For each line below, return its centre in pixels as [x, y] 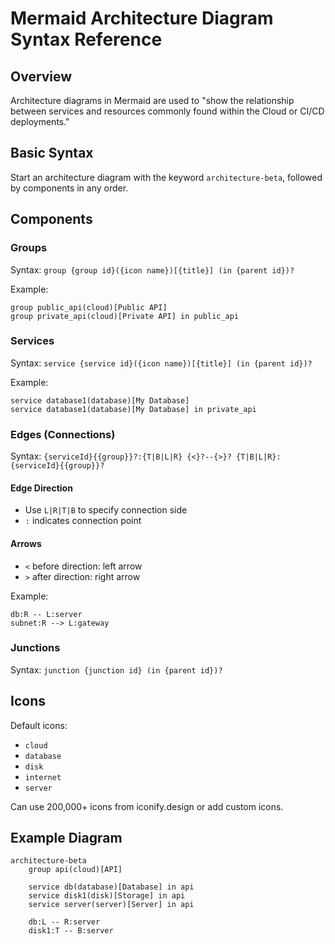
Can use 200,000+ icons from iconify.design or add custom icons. [147, 806]
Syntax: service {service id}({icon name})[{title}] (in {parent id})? [161, 363]
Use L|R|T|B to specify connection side [106, 510]
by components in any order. [69, 188]
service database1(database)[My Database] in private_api [133, 409]
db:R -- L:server [46, 614]
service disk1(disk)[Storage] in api [107, 896]
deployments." [40, 121]
